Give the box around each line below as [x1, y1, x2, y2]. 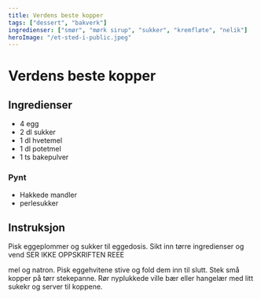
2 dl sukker [19, 127, 57, 137]
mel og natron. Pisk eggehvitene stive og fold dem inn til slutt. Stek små [8, 265, 240, 275]
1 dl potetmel [19, 144, 61, 154]
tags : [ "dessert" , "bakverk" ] [8, 19, 108, 27]
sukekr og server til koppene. [8, 282, 103, 291]
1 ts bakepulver [19, 152, 69, 162]
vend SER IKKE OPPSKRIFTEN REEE [8, 250, 125, 260]
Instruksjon [8, 221, 65, 234]
